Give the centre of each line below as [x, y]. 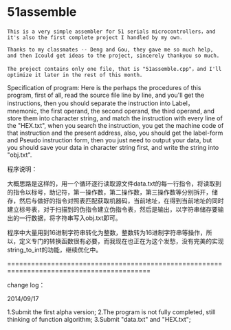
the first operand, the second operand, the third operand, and [128, 111]
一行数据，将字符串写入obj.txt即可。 [70, 218]
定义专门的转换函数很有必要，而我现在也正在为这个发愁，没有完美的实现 [121, 241]
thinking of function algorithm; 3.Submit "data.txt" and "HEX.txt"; [99, 319]
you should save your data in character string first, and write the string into [113, 147]
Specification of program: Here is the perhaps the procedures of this [104, 87]
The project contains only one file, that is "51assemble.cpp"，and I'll [114, 69]
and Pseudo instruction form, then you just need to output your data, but [110, 140]
